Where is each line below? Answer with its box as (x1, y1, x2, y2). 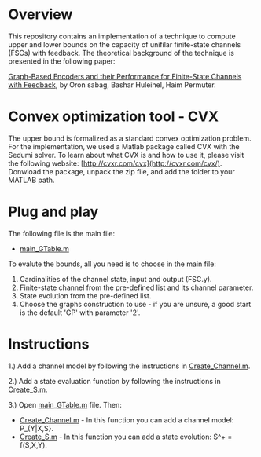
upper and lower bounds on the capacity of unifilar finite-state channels (8, 39, 241, 49)
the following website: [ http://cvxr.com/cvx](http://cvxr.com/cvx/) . (8, 159, 222, 168)
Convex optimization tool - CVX (8, 108, 219, 126)
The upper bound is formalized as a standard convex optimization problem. (8, 133, 252, 143)
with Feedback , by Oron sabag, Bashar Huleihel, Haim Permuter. (8, 80, 216, 90)
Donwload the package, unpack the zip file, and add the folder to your (8, 166, 236, 176)
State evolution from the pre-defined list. (19, 291, 152, 300)
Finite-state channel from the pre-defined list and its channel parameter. (19, 283, 254, 292)
